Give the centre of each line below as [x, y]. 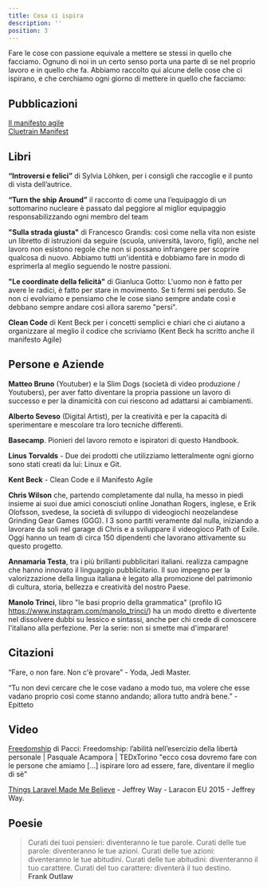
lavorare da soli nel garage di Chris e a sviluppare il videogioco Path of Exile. [134, 529]
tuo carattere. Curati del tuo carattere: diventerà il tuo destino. [130, 868]
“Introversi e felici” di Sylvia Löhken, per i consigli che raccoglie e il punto [131, 176]
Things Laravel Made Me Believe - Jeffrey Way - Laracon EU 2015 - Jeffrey [132, 790]
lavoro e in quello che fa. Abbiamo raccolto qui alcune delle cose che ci [126, 70]
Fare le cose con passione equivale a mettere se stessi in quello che [120, 53]
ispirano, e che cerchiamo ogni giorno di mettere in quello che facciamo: [127, 79]
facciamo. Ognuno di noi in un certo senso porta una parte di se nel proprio [132, 61]
